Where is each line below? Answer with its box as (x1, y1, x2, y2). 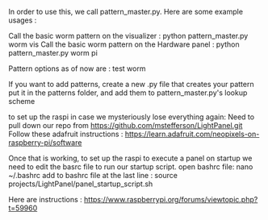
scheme (8, 97, 36, 106)
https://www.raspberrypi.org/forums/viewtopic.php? (83, 195, 258, 204)
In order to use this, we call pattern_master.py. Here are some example (8, 7, 244, 16)
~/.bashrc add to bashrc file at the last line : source (8, 171, 178, 180)
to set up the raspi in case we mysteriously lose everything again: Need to (8, 112, 255, 122)
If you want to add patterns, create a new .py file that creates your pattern (8, 80, 254, 89)
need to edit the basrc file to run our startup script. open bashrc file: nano (8, 162, 253, 172)
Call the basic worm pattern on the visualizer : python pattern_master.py (8, 31, 249, 40)
